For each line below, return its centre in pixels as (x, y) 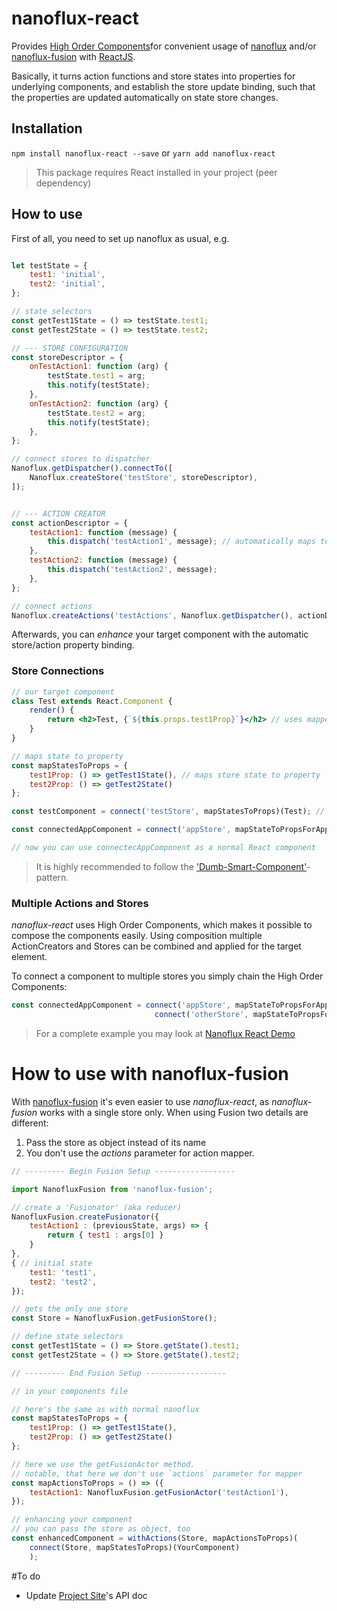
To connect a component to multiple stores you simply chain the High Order (167, 976)
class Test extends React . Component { (92, 701)
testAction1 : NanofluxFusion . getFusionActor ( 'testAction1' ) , (159, 1492)
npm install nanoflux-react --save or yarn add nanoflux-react (143, 153)
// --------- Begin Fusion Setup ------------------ (123, 1171)
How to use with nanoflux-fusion (150, 1074)
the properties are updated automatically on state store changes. (145, 97)
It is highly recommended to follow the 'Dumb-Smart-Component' (171, 866)
